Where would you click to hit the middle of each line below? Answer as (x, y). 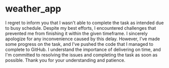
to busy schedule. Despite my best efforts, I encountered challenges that (81, 28)
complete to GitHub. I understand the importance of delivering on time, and (83, 49)
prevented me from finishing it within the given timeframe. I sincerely (76, 33)
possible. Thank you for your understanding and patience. (65, 60)
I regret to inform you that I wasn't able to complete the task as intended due (84, 23)
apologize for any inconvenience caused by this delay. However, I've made (82, 39)
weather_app (33, 9)
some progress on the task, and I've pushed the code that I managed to (79, 44)
